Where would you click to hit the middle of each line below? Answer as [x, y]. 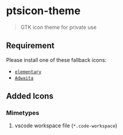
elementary [28, 72]
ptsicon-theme [43, 11]
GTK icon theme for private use [59, 27]
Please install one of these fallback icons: [56, 60]
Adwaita [24, 78]
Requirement [30, 46]
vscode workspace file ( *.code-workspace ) [66, 126]
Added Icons [30, 96]
